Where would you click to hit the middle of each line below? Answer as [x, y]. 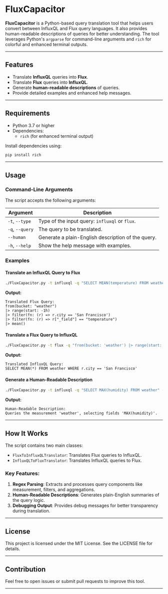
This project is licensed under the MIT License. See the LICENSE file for [79, 543]
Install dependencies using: [33, 146]
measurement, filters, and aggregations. [54, 490]
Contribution [25, 569]
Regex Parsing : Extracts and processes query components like [77, 484]
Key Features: [22, 473]
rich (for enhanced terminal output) [57, 136]
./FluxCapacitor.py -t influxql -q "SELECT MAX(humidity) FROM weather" [82, 390]
